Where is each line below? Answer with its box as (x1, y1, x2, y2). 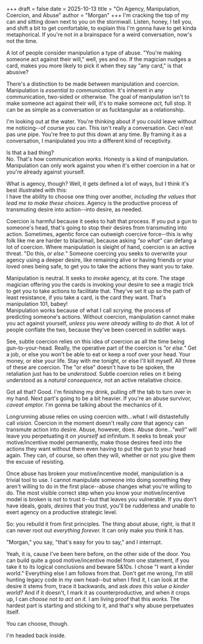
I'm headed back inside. (6, 632, 67, 639)
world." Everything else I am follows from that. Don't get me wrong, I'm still (6, 570, 193, 577)
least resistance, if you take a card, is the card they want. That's (6, 294, 167, 301)
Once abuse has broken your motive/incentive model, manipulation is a (6, 470, 184, 477)
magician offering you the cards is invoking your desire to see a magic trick (6, 281, 194, 288)
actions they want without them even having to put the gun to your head (6, 446, 186, 452)
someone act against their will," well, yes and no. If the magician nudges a (6, 56, 191, 63)
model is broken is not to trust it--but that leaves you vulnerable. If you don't (6, 496, 197, 503)
